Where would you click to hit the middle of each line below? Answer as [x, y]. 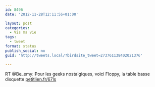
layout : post [19, 23]
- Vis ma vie [23, 33]
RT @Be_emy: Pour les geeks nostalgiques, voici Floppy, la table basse [77, 74]
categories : [17, 28]
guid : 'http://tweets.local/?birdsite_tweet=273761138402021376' [74, 55]
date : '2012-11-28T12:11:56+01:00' [42, 14]
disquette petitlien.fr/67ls [31, 79]
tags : [11, 37]
